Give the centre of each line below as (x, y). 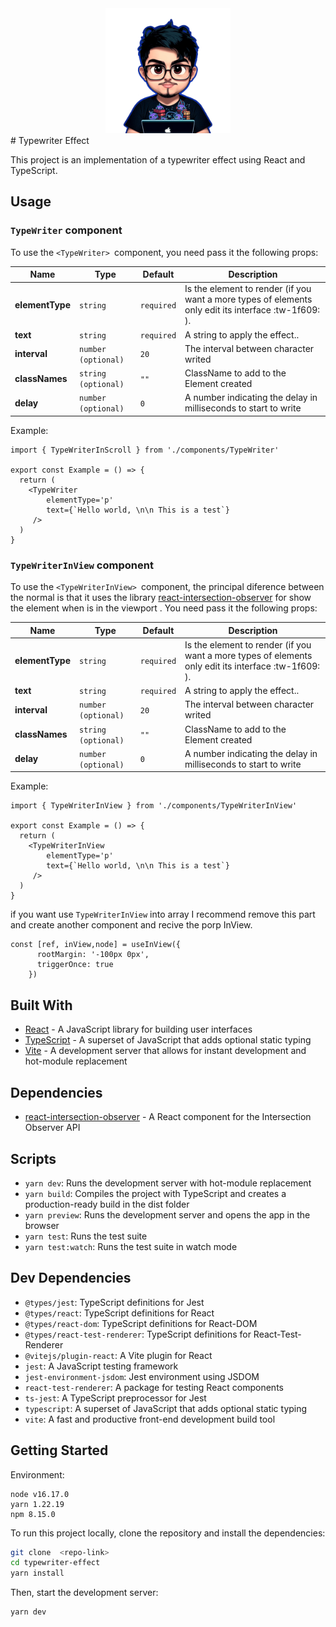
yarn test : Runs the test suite (86, 1236)
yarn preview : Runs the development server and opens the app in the (167, 1214)
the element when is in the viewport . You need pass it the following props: (164, 608)
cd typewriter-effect (55, 1563)
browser (42, 1225)
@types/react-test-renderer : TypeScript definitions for (138, 1334)
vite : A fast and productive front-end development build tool (150, 1419)
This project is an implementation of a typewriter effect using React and (158, 160)
